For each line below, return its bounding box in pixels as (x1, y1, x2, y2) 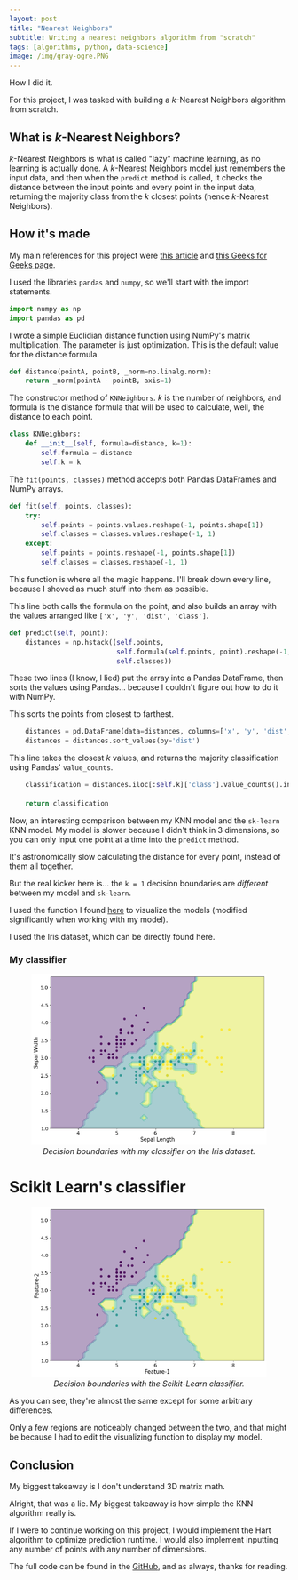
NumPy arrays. (9, 483, 64, 493)
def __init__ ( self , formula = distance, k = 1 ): (25, 439, 192, 448)
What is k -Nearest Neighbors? (9, 130, 181, 145)
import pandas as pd (9, 314, 86, 323)
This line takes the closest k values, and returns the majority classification (9, 752, 279, 764)
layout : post (9, 14, 58, 23)
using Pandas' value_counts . (9, 762, 114, 773)
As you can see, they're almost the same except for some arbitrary (9, 1396, 253, 1407)
